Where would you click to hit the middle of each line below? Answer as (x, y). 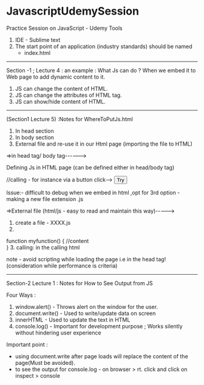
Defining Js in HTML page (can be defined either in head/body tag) (90, 167)
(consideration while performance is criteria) (62, 266)
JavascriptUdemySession (73, 11)
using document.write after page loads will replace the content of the (101, 356)
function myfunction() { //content (48, 241)
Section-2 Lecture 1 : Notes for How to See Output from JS (80, 283)
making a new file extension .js (45, 199)
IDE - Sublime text (38, 40)
